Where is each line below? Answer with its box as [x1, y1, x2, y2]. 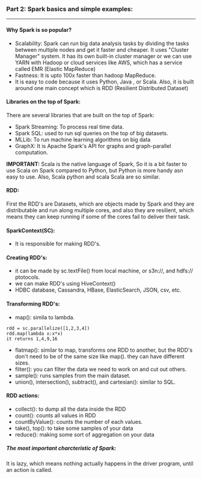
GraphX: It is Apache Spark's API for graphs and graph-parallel [14, 142, 171, 149]
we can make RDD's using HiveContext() [14, 280, 116, 287]
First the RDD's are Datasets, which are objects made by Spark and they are [6, 200, 194, 207]
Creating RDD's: [6, 254, 47, 261]
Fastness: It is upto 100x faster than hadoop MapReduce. [14, 72, 156, 79]
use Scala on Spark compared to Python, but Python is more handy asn [6, 167, 183, 174]
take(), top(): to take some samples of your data [14, 424, 133, 432]
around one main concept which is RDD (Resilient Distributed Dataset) [14, 84, 189, 91]
